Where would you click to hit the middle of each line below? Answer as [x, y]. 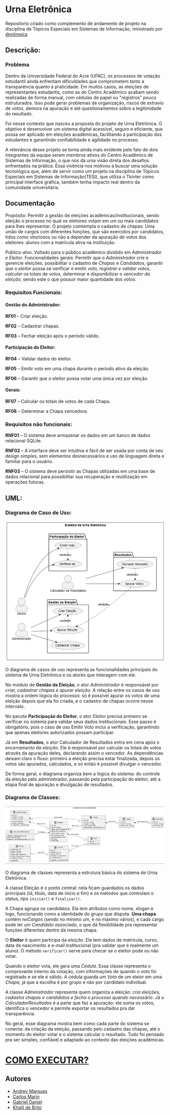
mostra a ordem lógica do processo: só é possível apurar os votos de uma [82, 696]
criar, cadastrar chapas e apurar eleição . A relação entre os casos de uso [83, 690]
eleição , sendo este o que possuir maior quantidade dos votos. [71, 279]
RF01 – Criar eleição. [27, 316]
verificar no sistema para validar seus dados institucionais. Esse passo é [81, 721]
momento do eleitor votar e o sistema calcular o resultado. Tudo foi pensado [85, 1034]
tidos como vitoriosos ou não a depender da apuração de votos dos [76, 237]
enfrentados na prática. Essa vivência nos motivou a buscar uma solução [81, 166]
